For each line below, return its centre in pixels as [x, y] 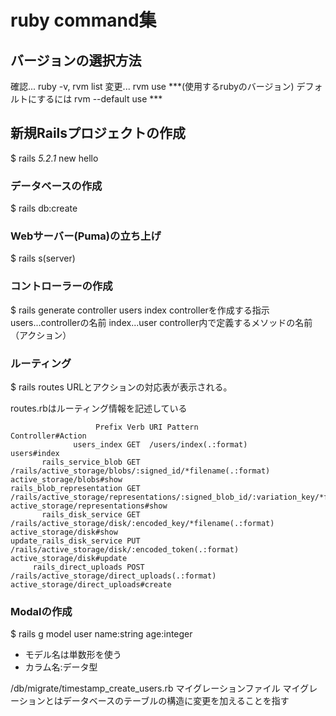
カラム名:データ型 [61, 667]
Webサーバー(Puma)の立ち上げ [86, 236]
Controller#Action [48, 436]
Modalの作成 [41, 611]
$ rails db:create [44, 208]
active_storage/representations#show [89, 506]
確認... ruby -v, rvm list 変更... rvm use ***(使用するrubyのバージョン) [152, 86]
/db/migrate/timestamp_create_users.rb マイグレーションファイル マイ [155, 688]
